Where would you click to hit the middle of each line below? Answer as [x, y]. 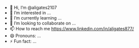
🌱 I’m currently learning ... [36, 18]
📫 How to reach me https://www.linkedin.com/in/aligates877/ [72, 29]
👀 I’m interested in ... [30, 13]
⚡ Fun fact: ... [23, 41]
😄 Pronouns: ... [25, 36]
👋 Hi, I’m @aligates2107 [33, 8]
